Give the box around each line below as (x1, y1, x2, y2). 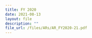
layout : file (5, 16, 32, 21)
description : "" (5, 21, 39, 26)
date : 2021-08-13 (5, 12, 41, 17)
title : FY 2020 (5, 7, 37, 12)
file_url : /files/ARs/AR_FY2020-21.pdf (5, 26, 88, 31)
